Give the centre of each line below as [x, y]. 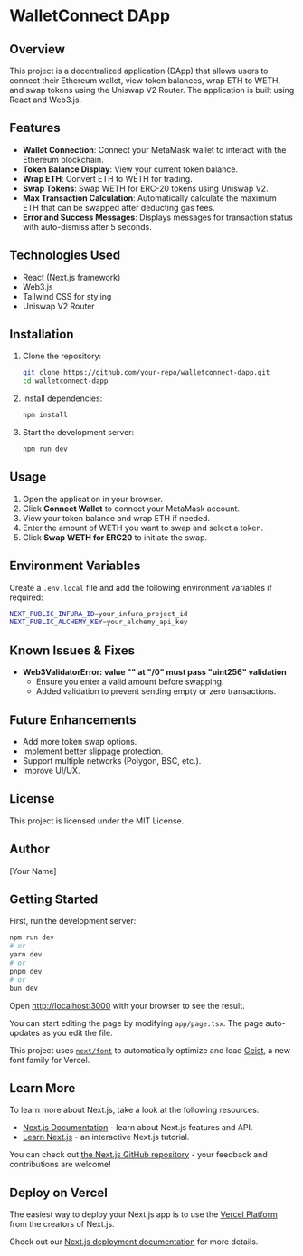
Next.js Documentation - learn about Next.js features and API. [137, 1128]
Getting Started [54, 899]
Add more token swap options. [80, 741]
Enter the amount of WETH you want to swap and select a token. [143, 528]
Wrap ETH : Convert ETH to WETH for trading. [107, 178]
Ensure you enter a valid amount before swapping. [130, 682]
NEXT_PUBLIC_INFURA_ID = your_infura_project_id [99, 614]
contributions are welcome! [60, 1165]
